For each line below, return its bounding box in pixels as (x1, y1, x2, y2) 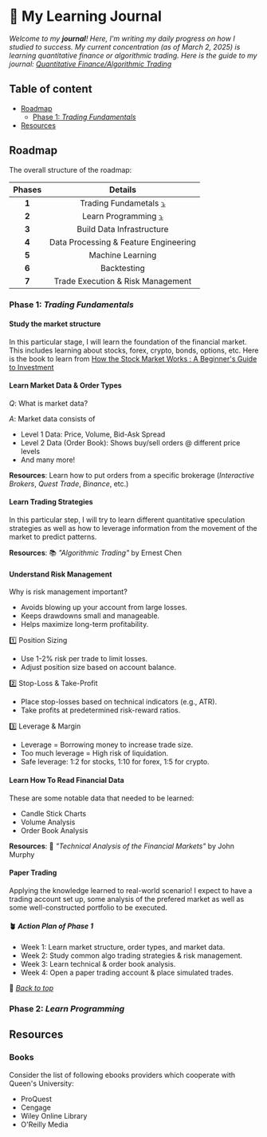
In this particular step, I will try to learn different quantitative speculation (9, 515, 245, 525)
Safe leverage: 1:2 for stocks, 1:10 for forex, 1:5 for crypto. (20, 757, 210, 767)
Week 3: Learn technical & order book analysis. (20, 959, 176, 968)
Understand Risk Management (9, 569, 112, 579)
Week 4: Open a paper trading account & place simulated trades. (20, 967, 234, 977)
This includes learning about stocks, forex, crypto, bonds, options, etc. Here (9, 345, 259, 355)
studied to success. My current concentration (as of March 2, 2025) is (9, 42, 241, 51)
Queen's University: (9, 1079, 74, 1088)
